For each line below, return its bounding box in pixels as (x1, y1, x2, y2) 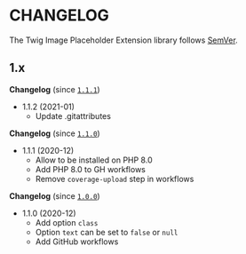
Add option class (35, 217, 99, 227)
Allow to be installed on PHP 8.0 (35, 155, 153, 165)
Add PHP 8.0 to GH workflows (35, 163, 147, 174)
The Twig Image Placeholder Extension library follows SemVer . (9, 35, 238, 45)
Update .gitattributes (35, 110, 111, 121)
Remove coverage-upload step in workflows (35, 173, 194, 184)
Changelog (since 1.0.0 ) (9, 190, 100, 201)
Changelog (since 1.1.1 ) (9, 83, 100, 94)
